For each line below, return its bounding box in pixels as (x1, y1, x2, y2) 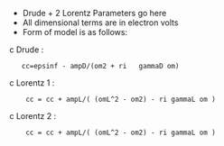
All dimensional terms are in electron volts (22, 17, 179, 28)
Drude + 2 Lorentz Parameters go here (22, 8, 167, 18)
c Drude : (9, 44, 44, 55)
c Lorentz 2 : (9, 111, 57, 121)
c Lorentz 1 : (9, 78, 55, 88)
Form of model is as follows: (22, 27, 128, 37)
